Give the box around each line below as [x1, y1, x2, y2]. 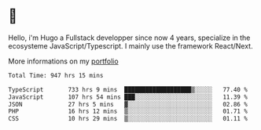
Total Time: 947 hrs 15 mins [8, 71, 104, 79]
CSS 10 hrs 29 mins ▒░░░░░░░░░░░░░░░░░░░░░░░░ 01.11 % [8, 115, 248, 123]
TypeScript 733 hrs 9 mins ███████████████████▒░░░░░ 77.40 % [8, 85, 248, 93]
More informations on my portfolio [8, 56, 119, 66]
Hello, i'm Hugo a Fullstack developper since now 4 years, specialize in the [8, 33, 251, 42]
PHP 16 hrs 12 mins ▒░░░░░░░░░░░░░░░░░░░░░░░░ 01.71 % [8, 107, 248, 116]
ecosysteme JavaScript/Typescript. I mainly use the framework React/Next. [8, 41, 253, 50]
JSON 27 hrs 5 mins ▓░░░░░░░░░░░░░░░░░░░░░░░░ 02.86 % [8, 100, 248, 108]
